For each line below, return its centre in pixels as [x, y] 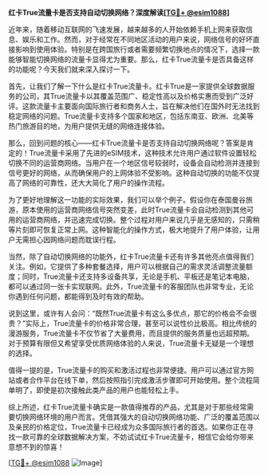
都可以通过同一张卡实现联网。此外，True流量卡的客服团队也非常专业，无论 [131, 287]
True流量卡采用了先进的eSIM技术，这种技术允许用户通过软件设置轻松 [143, 153]
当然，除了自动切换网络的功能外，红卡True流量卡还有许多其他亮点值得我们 [131, 257]
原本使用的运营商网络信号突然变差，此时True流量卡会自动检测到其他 [134, 210]
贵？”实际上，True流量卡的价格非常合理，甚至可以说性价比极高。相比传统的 [133, 323]
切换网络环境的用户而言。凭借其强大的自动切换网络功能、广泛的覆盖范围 [134, 417]
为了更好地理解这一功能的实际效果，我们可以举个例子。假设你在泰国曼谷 [127, 200]
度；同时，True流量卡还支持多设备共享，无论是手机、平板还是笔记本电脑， [131, 277]
